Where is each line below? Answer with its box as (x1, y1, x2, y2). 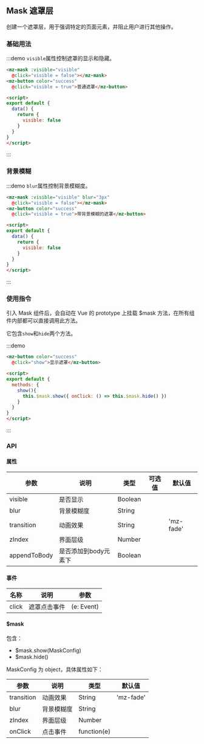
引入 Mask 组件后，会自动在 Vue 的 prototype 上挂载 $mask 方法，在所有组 (6, 309, 195, 317)
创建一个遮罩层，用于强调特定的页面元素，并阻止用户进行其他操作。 (6, 23, 177, 30)
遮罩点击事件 (28, 603, 66, 612)
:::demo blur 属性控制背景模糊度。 (6, 182, 91, 189)
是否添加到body (58, 547, 104, 556)
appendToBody (9, 551, 53, 560)
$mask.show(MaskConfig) (15, 646, 82, 654)
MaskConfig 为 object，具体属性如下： (6, 666, 103, 673)
